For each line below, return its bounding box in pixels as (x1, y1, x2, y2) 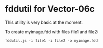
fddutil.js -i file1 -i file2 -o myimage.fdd (5, 38, 98, 43)
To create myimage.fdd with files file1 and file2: (5, 29, 99, 34)
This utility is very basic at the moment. (5, 19, 83, 25)
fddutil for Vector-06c (5, 3, 95, 15)
